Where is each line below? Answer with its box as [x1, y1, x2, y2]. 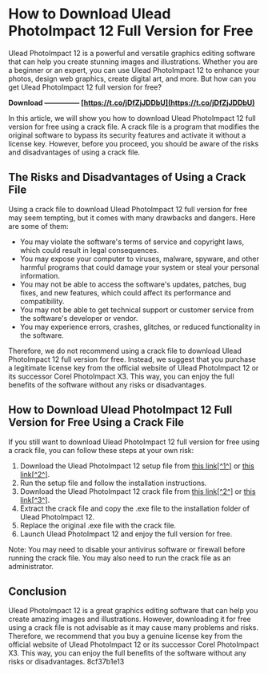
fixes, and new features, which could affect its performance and [19, 287, 231, 297]
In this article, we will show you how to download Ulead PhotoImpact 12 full [8, 113, 256, 122]
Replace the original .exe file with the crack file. [19, 520, 177, 530]
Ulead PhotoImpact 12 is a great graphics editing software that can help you [8, 606, 258, 616]
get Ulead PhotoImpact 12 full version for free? [8, 82, 162, 92]
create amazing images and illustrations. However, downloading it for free [8, 614, 251, 624]
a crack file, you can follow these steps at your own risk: [8, 445, 194, 455]
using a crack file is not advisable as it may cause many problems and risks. [8, 623, 258, 632]
